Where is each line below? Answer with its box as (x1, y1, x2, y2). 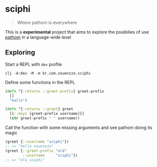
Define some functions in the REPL (5, 79, 75, 85)
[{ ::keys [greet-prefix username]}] (9, 111, 84, 116)
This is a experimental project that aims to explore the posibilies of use (5, 29, 149, 35)
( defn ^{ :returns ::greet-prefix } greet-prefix (5, 89, 105, 94)
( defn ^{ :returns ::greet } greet (5, 106, 74, 112)
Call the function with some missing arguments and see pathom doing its (5, 125, 153, 130)
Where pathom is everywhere (17, 20, 78, 25)
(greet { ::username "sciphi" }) (5, 139, 69, 144)
